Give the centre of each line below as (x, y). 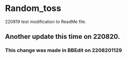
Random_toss (33, 8)
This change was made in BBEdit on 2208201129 (64, 50)
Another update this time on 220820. (63, 37)
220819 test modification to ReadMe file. (46, 22)
